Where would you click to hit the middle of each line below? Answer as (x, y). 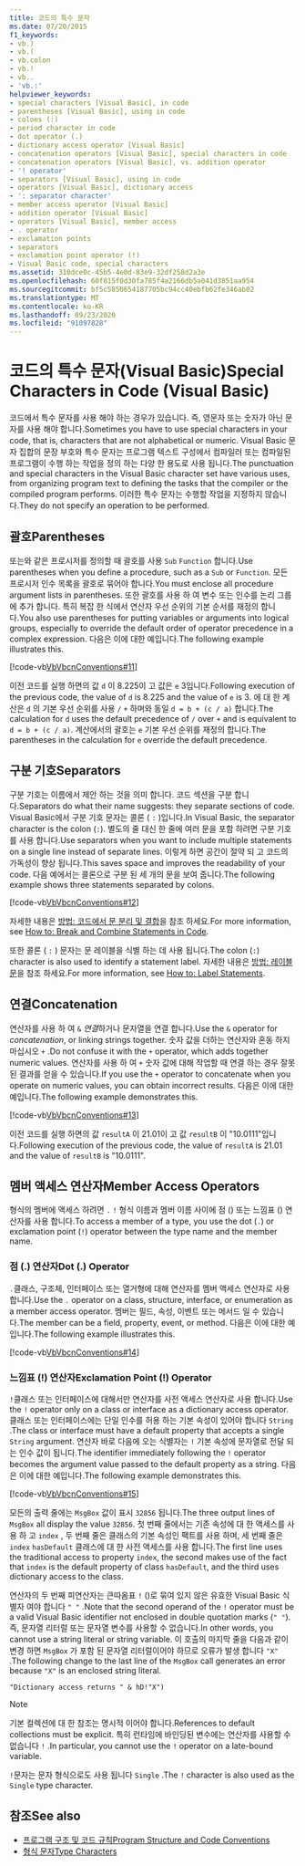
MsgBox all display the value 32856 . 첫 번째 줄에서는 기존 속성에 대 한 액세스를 (147, 1524)
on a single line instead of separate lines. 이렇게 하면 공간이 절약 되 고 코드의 (149, 851)
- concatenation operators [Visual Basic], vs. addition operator (138, 162)
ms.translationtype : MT (55, 297)
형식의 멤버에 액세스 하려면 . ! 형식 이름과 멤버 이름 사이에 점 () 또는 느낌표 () (147, 1210)
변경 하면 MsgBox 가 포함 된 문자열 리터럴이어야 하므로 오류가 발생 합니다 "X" (144, 1650)
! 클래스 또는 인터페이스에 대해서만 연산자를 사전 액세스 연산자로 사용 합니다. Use (151, 1399)
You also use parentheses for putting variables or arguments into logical (154, 618)
